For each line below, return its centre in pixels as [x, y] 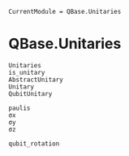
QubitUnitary [30, 93]
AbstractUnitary [36, 80]
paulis [19, 108]
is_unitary [27, 72]
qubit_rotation [34, 143]
